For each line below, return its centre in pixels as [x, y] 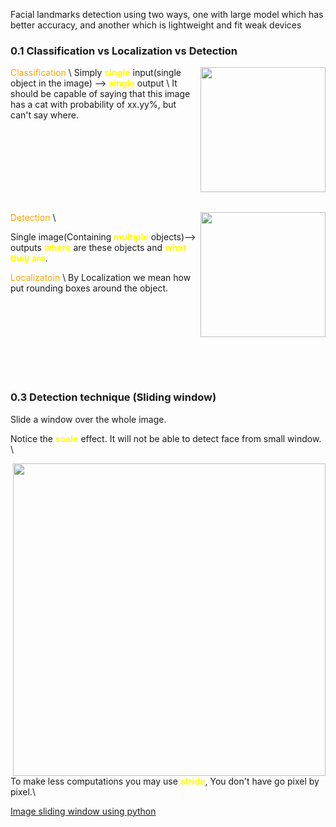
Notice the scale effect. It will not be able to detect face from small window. [166, 438]
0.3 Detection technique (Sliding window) [113, 397]
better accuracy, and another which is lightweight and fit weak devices [156, 25]
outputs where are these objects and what [98, 248]
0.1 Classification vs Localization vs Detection [124, 51]
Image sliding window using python [83, 811]
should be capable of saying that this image [100, 94]
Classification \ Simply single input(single [96, 73]
